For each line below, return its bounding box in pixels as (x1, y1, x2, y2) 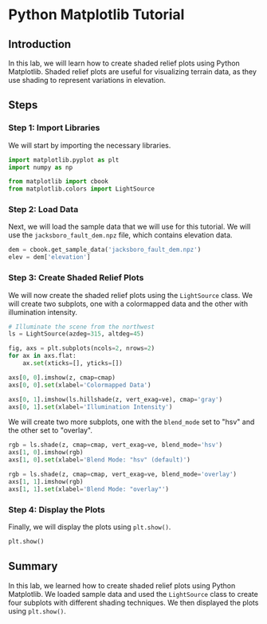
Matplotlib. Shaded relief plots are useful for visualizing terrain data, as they (8, 67, 257, 77)
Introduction (8, 37, 72, 51)
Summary (8, 559, 58, 573)
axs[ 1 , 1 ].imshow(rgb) (8, 477, 84, 485)
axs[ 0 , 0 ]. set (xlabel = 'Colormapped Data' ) (8, 381, 151, 389)
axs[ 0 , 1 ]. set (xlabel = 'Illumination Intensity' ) (8, 402, 173, 411)
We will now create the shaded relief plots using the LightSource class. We (8, 290, 253, 300)
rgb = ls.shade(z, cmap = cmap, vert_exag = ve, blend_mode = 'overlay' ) (8, 470, 238, 479)
